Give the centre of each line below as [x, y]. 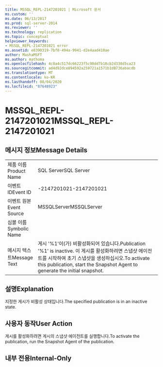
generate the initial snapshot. [71, 270]
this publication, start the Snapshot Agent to [88, 264]
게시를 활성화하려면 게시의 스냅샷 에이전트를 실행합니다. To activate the [72, 336]
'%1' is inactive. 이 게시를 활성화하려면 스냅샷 [87, 251]
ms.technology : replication [33, 32]
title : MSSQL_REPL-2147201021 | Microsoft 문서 [53, 9]
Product [16, 171]
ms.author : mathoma [25, 59]
